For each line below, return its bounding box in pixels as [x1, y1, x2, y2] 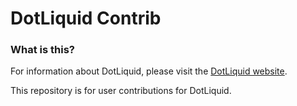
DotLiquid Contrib [10, 7, 162, 30]
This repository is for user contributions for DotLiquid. [10, 85, 232, 97]
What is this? [10, 43, 75, 57]
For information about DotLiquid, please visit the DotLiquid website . [10, 65, 288, 77]
